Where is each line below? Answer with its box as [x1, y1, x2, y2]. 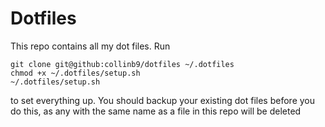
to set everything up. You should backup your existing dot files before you [10, 94, 315, 106]
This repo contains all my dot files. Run [10, 40, 171, 52]
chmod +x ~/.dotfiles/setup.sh [10, 68, 141, 78]
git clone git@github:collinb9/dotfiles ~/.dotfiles [10, 59, 235, 69]
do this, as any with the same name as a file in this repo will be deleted [10, 105, 302, 117]
